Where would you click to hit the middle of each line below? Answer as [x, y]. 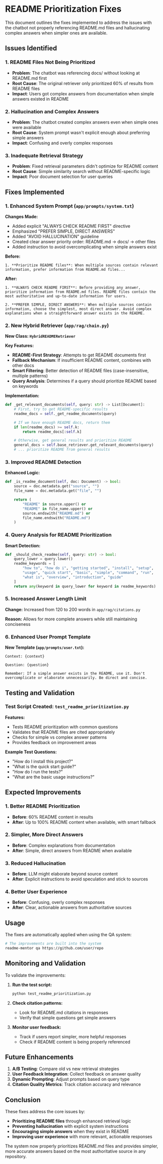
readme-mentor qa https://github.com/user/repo [54, 948]
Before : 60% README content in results [53, 817]
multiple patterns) [30, 376]
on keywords [25, 386]
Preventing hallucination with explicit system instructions [70, 1126]
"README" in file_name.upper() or [58, 509]
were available [27, 127]
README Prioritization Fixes [63, 9]
